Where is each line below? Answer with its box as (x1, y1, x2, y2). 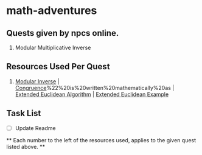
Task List (6, 108, 41, 119)
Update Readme (15, 124, 56, 131)
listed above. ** (6, 143, 46, 150)
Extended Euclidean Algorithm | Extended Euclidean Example (15, 91, 169, 98)
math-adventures (6, 4, 97, 18)
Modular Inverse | (15, 77, 60, 85)
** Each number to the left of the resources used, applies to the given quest (6, 136, 197, 143)
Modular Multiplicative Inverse (15, 44, 91, 51)
